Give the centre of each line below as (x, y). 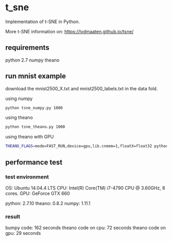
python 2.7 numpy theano (33, 60)
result (13, 216)
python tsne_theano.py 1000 (35, 127)
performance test (34, 162)
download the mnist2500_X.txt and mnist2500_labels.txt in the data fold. (82, 88)
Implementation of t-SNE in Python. (43, 22)
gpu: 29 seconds (23, 233)
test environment (27, 177)
